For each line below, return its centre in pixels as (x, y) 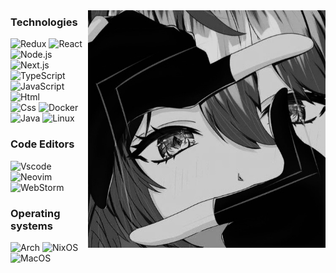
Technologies (44, 22)
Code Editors (42, 144)
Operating (35, 213)
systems (31, 226)
